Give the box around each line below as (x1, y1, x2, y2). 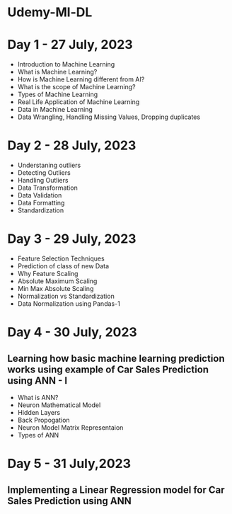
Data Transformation (17, 183, 78, 192)
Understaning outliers (17, 161, 81, 170)
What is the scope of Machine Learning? (17, 83, 136, 91)
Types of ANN (17, 431, 59, 439)
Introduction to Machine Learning (17, 60, 115, 69)
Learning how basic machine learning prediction (7, 352, 225, 365)
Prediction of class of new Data (17, 262, 110, 270)
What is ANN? (17, 394, 59, 401)
